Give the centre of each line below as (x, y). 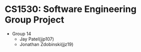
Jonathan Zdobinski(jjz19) (46, 44)
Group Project (34, 20)
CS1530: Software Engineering (71, 9)
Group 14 (21, 33)
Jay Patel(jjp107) (37, 39)
